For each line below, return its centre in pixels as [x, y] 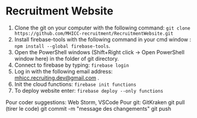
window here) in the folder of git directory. [67, 58]
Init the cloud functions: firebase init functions [75, 84]
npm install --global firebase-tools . [62, 46]
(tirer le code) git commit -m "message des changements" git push [89, 108]
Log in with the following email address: [63, 71]
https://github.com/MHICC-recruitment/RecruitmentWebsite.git [94, 33]
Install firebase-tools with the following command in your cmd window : [103, 39]
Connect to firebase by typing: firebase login [72, 65]
